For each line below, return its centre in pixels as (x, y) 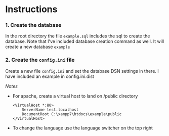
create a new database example (38, 47)
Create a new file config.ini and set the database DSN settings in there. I (82, 71)
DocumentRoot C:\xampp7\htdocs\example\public (72, 114)
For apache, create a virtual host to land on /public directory (75, 96)
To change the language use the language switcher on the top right (83, 128)
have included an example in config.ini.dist (50, 76)
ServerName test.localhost (50, 110)
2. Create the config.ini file (40, 60)
